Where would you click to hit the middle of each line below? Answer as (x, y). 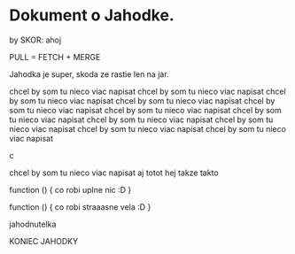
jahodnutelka (33, 224)
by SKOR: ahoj (35, 40)
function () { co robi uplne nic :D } (70, 189)
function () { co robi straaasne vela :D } (80, 207)
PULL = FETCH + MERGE (55, 57)
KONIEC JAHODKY (44, 241)
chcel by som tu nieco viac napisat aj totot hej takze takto (114, 173)
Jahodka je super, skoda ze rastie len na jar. (89, 74)
